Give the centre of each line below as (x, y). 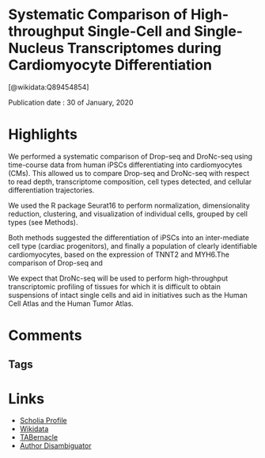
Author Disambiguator (56, 446)
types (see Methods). (43, 222)
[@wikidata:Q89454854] (49, 87)
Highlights (43, 134)
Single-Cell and (139, 31)
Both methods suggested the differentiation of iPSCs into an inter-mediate (129, 237)
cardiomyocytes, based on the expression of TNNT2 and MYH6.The (119, 254)
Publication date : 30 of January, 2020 (71, 102)
